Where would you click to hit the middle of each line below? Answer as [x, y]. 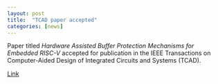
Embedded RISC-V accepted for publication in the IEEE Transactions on [109, 53]
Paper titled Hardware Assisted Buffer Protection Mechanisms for [101, 46]
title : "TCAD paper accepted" [52, 20]
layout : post [26, 13]
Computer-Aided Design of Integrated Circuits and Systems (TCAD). [104, 61]
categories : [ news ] [35, 26]
